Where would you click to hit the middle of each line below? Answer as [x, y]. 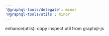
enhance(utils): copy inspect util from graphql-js [55, 28]
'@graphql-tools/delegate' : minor [41, 10]
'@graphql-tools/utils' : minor [38, 14]
